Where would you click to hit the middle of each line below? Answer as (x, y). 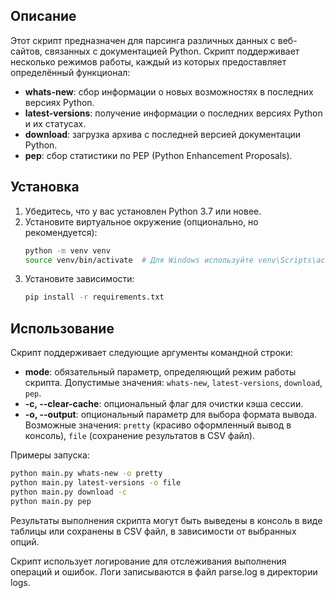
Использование (62, 328)
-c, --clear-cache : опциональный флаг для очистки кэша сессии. (164, 404)
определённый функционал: (70, 72)
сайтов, (26, 51)
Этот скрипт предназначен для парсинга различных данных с (143, 40)
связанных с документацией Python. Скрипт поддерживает (172, 51)
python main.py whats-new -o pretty (86, 474)
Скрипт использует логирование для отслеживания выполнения (148, 561)
